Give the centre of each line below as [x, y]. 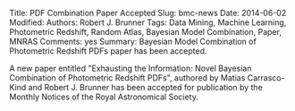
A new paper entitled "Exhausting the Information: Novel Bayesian [131, 68]
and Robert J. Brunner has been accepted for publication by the [146, 87]
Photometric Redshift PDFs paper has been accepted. [108, 51]
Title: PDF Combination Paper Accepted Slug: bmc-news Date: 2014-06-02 [148, 13]
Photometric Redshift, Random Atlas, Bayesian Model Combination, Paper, [145, 32]
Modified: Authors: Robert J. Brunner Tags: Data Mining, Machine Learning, [148, 22]
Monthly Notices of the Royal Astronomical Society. [104, 97]
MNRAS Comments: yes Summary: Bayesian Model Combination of [133, 41]
